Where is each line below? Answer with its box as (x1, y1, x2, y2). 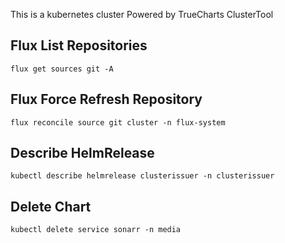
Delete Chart (10, 198, 92, 215)
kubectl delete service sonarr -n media (10, 225, 182, 235)
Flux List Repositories (10, 37, 148, 54)
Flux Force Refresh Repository (10, 91, 203, 108)
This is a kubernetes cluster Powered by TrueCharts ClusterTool (10, 9, 274, 20)
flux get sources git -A (10, 64, 114, 74)
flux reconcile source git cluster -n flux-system (10, 117, 226, 128)
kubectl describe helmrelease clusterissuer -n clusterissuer (10, 171, 275, 181)
